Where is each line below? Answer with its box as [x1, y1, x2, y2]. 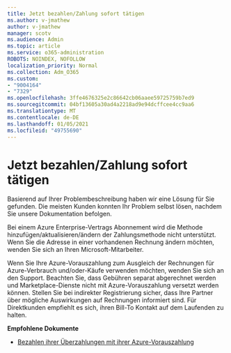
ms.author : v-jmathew [7, 17, 70, 24]
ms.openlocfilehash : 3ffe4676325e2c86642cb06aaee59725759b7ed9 [7, 95, 195, 102]
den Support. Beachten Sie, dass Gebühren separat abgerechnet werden [7, 273, 216, 283]
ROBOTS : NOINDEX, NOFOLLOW [7, 56, 86, 63]
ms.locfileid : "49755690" [7, 127, 82, 134]
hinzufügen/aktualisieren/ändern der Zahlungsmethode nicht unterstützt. [7, 231, 216, 239]
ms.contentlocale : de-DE [7, 114, 79, 121]
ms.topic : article [7, 43, 61, 50]
